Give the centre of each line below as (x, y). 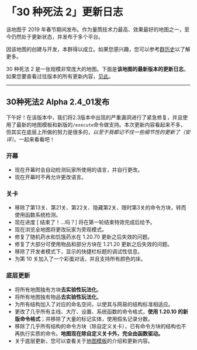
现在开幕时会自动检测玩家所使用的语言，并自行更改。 (79, 170)
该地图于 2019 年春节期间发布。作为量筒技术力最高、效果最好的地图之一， (95, 29)
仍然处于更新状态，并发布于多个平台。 (57, 36)
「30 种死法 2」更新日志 (65, 12)
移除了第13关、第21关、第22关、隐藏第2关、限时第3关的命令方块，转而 (100, 208)
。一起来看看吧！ (34, 139)
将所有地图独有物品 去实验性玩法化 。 (58, 297)
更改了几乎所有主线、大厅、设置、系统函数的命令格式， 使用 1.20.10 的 (98, 311)
